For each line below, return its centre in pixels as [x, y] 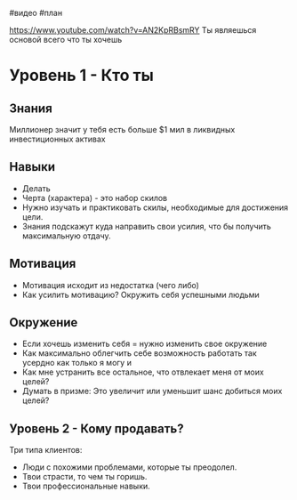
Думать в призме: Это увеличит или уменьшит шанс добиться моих [152, 391]
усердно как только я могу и [76, 363]
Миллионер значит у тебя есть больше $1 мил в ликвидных [122, 129]
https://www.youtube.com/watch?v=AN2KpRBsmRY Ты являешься [133, 30]
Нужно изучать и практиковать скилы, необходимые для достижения [155, 207]
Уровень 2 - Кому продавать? [96, 428]
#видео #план [36, 13]
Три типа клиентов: [46, 450]
